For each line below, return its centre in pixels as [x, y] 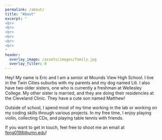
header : [13, 55]
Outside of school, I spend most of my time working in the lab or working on [81, 108]
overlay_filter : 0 [28, 64]
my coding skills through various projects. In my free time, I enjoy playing [78, 113]
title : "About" [20, 14]
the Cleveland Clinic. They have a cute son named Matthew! [65, 98]
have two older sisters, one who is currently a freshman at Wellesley [73, 88]
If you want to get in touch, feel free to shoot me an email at [65, 127]
